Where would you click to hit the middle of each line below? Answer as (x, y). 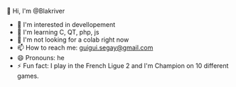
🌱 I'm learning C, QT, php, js (58, 32)
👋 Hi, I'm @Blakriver (36, 11)
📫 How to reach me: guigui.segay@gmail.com (85, 47)
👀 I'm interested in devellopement (66, 24)
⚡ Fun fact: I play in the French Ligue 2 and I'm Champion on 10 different (123, 66)
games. (28, 76)
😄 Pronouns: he (41, 58)
